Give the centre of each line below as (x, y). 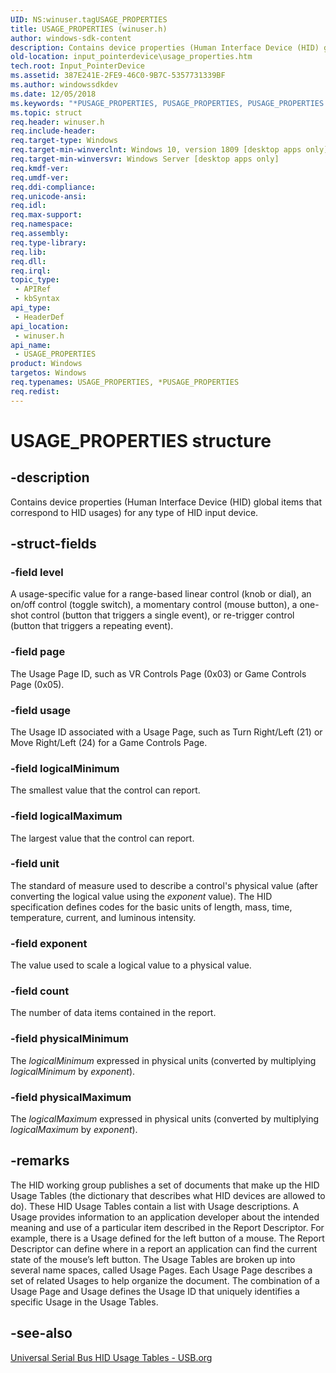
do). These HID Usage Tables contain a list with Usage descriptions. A (155, 1206)
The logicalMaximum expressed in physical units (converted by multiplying (164, 1118)
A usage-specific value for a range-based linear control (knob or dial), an (161, 594)
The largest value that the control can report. (102, 838)
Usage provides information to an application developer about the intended (165, 1217)
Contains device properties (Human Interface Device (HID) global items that (166, 502)
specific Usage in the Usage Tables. (84, 1302)
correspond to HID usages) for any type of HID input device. (134, 512)
